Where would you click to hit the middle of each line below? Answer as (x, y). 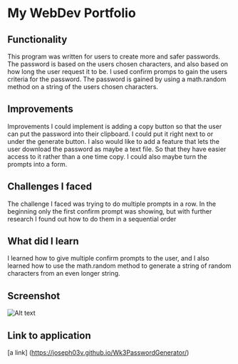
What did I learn (43, 241)
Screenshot (34, 296)
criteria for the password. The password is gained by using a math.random (117, 79)
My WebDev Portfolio (72, 13)
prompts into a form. (37, 164)
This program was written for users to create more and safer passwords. (114, 56)
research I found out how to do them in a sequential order (92, 219)
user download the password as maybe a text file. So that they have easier (117, 149)
